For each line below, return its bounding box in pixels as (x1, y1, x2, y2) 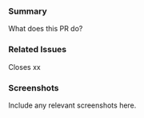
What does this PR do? (8, 24, 83, 34)
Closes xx (8, 62, 42, 71)
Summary (8, 6, 48, 17)
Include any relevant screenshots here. (8, 100, 137, 110)
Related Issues (8, 44, 66, 55)
